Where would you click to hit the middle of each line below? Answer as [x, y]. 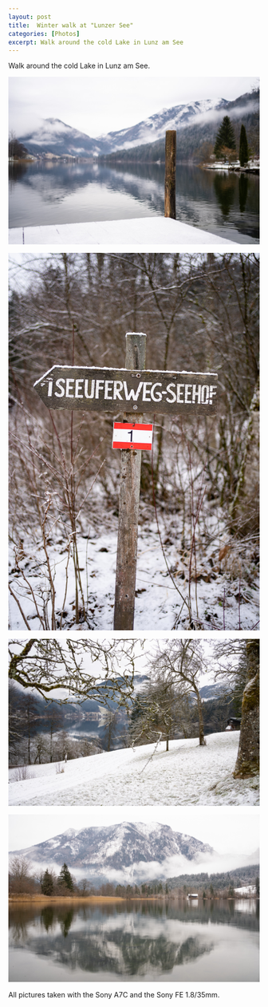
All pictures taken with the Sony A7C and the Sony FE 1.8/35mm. [114, 995]
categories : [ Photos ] [44, 34]
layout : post [30, 17]
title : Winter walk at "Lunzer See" [71, 25]
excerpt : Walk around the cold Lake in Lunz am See [96, 42]
